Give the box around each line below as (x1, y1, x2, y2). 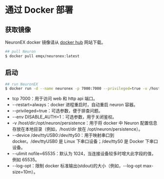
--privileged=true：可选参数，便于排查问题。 (12, 108, 103, 114)
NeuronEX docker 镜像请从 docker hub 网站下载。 (5, 40, 106, 45)
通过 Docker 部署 (5, 4, 73, 16)
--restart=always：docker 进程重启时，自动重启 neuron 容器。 (12, 102, 138, 108)
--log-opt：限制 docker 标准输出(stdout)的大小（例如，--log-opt (12, 163, 142, 169)
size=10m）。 (12, 169, 38, 175)
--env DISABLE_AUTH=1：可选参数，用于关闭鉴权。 (12, 114, 117, 120)
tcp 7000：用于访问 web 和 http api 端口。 (12, 96, 98, 102)
